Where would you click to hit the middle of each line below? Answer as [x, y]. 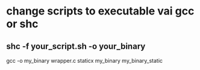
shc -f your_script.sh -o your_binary [76, 46]
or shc [22, 24]
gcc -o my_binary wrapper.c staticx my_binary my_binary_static [85, 61]
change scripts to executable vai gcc [100, 11]
